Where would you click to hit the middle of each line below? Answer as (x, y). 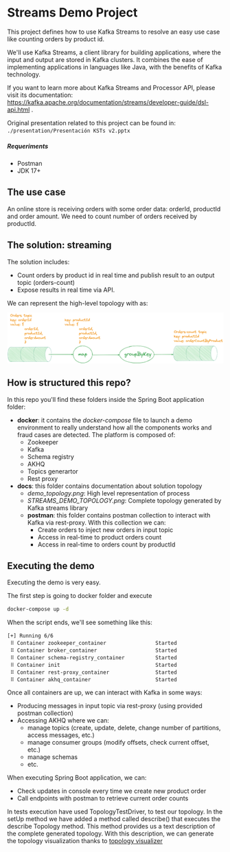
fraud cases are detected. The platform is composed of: (96, 434)
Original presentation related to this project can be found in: (92, 123)
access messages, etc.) (61, 735)
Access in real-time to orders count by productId (106, 544)
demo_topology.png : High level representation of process (108, 493)
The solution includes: (38, 262)
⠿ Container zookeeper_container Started (93, 643)
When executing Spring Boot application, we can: (77, 778)
